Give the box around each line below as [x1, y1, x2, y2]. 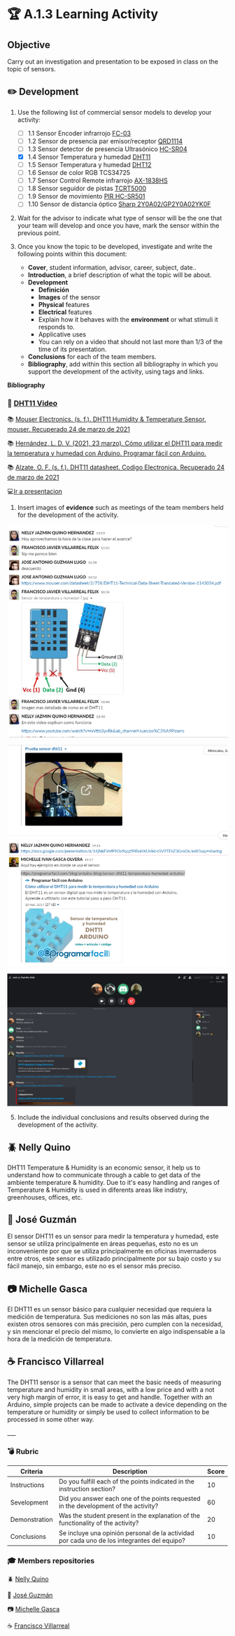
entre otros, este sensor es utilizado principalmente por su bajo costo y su [7, 1254, 222, 1263]
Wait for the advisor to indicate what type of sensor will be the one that [17, 214, 222, 222]
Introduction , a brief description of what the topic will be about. [27, 271, 212, 279]
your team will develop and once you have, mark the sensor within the [17, 222, 220, 230]
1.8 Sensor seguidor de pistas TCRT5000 [27, 184, 147, 193]
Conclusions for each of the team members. [27, 353, 157, 361]
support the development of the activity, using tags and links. [27, 367, 205, 376]
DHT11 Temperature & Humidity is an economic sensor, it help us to [7, 1163, 201, 1172]
